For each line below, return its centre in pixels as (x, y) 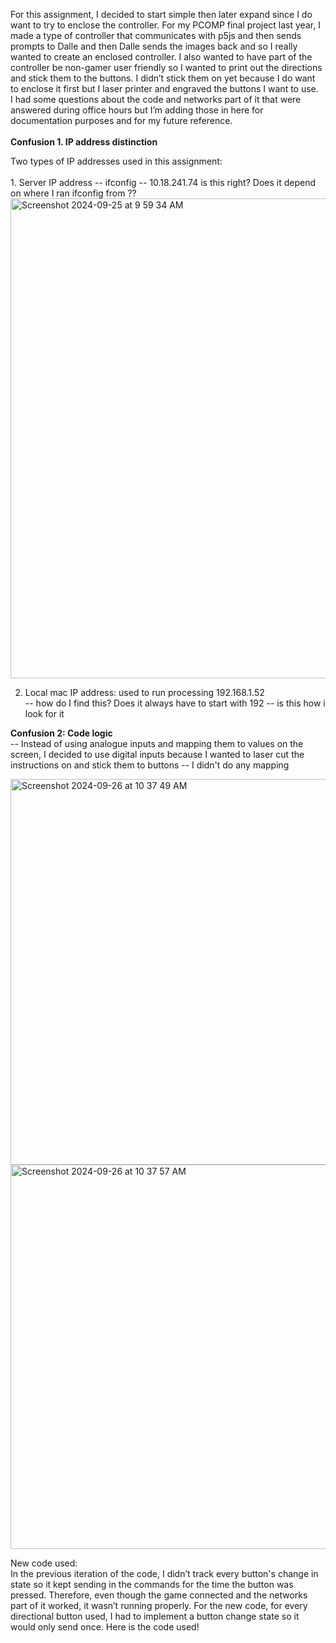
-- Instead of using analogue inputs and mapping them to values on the (157, 743)
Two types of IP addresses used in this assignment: (116, 161)
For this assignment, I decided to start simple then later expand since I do (161, 14)
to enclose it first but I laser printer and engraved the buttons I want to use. (164, 88)
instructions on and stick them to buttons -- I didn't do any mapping (150, 765)
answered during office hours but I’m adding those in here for (137, 110)
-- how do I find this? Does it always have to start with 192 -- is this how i (175, 703)
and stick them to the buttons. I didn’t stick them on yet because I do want (163, 78)
